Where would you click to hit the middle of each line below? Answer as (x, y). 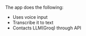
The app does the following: (34, 7)
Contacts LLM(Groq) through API (47, 28)
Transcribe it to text (33, 23)
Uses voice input (30, 17)
